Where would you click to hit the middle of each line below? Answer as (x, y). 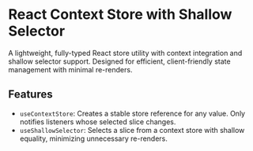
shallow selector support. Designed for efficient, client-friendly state (119, 61)
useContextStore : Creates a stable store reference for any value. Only (132, 113)
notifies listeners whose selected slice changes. (98, 122)
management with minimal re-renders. (70, 69)
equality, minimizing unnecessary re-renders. (94, 138)
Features (30, 95)
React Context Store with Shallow (120, 15)
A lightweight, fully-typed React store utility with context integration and (125, 53)
